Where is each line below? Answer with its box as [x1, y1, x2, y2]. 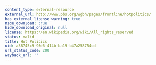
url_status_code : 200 [5, 48, 50, 53]
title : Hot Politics [5, 39, 48, 44]
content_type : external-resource [5, 7, 74, 12]
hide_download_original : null [5, 25, 68, 30]
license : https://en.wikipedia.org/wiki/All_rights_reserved [5, 30, 134, 35]
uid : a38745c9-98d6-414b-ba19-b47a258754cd [5, 43, 96, 48]
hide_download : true [5, 21, 48, 26]
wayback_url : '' [5, 52, 39, 58]
